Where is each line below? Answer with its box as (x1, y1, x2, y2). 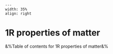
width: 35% (5, 7, 27, 12)
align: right (5, 11, 32, 16)
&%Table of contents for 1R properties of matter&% (5, 43, 109, 49)
